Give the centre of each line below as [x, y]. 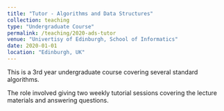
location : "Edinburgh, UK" [46, 53]
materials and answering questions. [58, 100]
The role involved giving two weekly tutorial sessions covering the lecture [112, 93]
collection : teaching [38, 20]
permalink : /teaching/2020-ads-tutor [62, 33]
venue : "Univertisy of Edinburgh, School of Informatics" [93, 40]
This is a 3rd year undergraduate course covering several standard [103, 72]
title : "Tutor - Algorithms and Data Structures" [80, 14]
